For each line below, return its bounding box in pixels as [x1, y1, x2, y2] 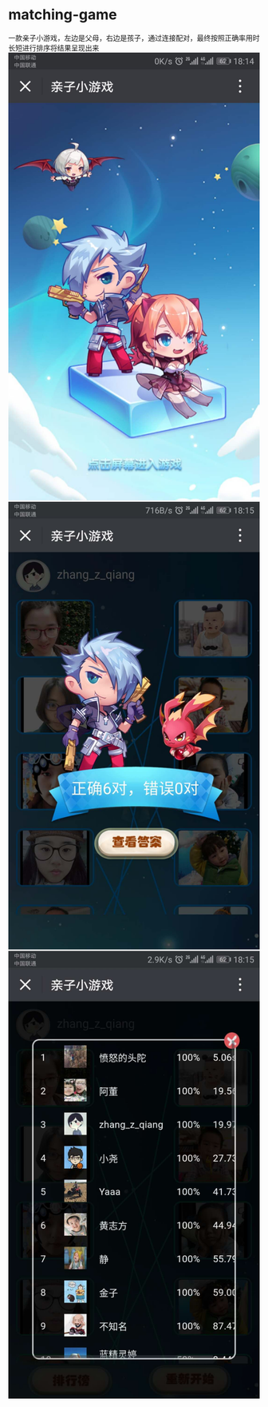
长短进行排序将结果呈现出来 [8, 42, 100, 53]
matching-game [8, 6, 117, 24]
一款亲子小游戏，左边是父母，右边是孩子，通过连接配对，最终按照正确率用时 [8, 33, 260, 42]
